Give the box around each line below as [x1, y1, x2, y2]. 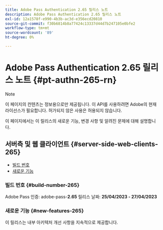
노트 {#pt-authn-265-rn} [15, 75, 117, 86]
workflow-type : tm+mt [5, 26, 50, 31]
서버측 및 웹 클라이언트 [5, 140, 70, 148]
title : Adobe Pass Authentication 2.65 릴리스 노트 [5, 7, 108, 12]
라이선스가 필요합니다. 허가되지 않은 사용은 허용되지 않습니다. [5, 107, 122, 113]
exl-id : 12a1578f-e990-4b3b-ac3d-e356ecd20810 [5, 16, 102, 21]
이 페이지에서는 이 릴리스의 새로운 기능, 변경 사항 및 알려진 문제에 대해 [5, 118, 139, 124]
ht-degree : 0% [5, 35, 34, 40]
